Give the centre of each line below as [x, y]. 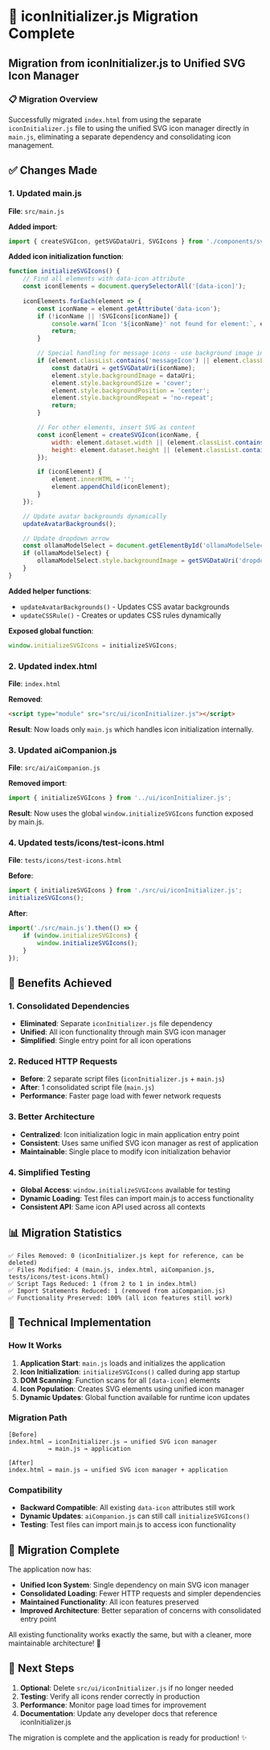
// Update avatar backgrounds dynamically [95, 516]
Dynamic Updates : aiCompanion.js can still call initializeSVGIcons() [135, 1516]
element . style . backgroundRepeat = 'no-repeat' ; [133, 398]
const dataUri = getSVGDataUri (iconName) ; [123, 368]
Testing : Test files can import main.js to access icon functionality [128, 1525]
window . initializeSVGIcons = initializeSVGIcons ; [93, 645]
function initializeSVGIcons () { [64, 271]
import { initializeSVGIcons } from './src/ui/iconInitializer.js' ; [125, 891]
